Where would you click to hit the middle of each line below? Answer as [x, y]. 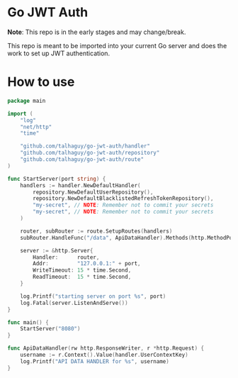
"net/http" [36, 127]
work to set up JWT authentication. [59, 53]
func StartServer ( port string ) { [57, 179]
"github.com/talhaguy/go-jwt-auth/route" [82, 160]
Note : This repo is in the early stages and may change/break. [97, 32]
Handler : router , [66, 257]
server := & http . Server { [57, 250]
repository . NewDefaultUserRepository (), [93, 192]
